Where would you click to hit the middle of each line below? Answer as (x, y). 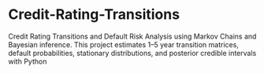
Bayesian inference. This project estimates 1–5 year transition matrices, (123, 44)
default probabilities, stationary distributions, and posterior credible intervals (132, 53)
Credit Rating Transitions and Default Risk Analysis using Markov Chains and (132, 36)
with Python (28, 61)
